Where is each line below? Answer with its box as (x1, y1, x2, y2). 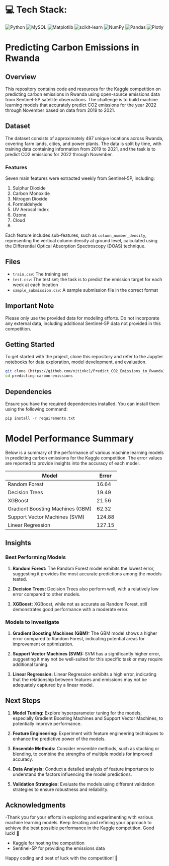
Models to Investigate (5, 619, 59, 626)
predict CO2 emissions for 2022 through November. (5, 151, 113, 157)
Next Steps (5, 696, 41, 705)
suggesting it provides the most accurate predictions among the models (12, 570, 162, 577)
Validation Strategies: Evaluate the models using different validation (12, 781, 155, 787)
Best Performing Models (5, 554, 66, 561)
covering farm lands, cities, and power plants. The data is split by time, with (5, 141, 162, 147)
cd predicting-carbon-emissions (5, 373, 73, 378)
